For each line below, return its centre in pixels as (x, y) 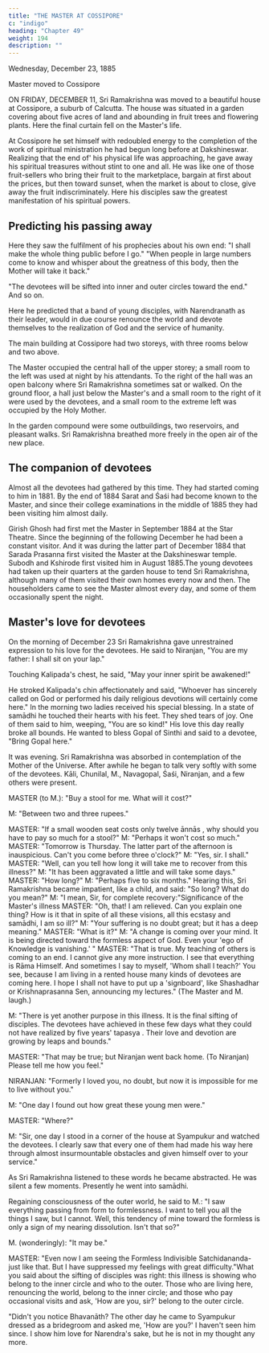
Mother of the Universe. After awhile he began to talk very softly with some (132, 765)
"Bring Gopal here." (41, 741)
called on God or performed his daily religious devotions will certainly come (133, 698)
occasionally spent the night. (56, 597)
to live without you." (41, 1089)
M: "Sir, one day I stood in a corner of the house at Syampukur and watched (134, 1136)
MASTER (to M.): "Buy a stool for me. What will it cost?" (100, 797)
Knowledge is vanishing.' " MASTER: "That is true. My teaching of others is (132, 949)
